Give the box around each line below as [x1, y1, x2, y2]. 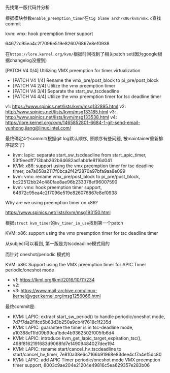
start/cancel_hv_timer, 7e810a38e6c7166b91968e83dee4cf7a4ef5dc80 [12, 352, 162, 358]
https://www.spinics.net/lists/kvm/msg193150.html [5, 209, 111, 215]
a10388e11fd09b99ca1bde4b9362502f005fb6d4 [12, 330, 114, 336]
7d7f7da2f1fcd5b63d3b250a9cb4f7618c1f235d [12, 319, 112, 325]
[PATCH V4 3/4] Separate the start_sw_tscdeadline [12, 88, 119, 95]
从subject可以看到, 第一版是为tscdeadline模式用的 [5, 240, 110, 247]
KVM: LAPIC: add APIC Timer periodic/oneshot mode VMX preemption [12, 357, 161, 363]
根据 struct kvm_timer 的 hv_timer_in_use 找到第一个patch [5, 220, 123, 226]
